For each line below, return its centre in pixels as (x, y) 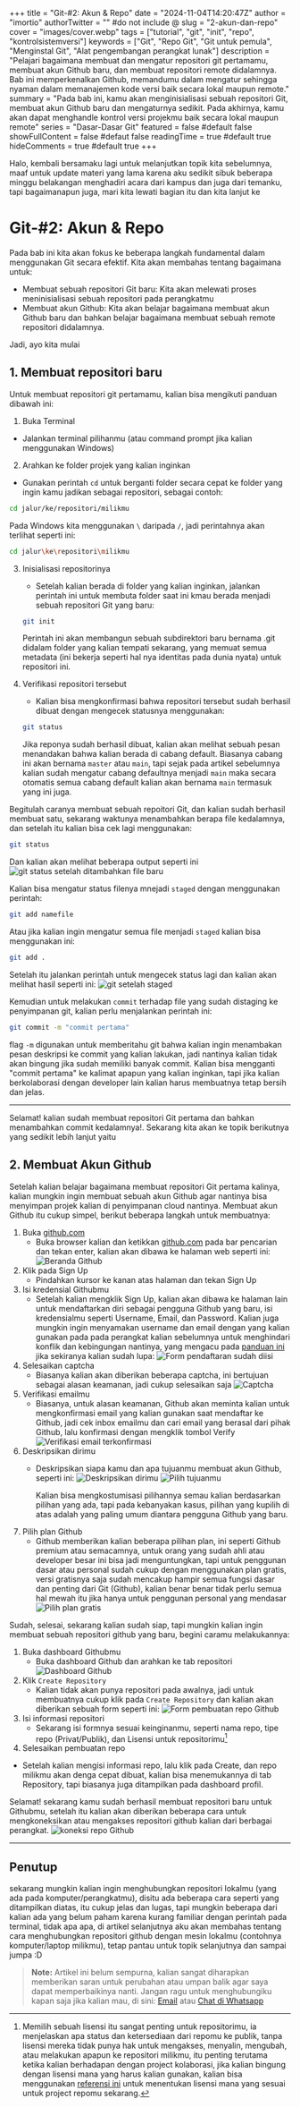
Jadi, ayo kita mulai (45, 344)
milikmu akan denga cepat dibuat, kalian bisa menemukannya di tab (147, 1775)
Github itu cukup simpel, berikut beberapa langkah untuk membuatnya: (140, 1215)
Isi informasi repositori (63, 1718)
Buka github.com (54, 1232)
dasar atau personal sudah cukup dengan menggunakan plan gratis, (161, 1569)
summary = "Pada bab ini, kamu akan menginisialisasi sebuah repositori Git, (149, 98)
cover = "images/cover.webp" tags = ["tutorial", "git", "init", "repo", (132, 32)
